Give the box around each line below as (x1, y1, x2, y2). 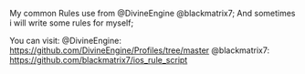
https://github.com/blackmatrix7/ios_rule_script (9, 55, 188, 65)
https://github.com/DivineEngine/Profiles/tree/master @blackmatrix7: (9, 45, 270, 56)
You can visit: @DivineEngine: (9, 36, 121, 46)
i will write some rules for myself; (9, 17, 134, 28)
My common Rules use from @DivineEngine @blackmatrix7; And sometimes (9, 8, 296, 18)
